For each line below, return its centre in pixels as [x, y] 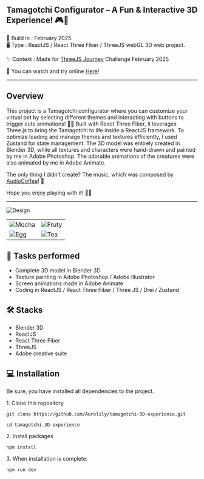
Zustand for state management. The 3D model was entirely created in [93, 143]
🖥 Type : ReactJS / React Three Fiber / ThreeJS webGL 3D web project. [96, 44]
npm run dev [21, 470]
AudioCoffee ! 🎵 [25, 181]
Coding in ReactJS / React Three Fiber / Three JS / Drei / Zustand [97, 290]
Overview [25, 96]
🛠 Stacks [25, 310]
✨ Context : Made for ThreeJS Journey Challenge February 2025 [87, 59]
